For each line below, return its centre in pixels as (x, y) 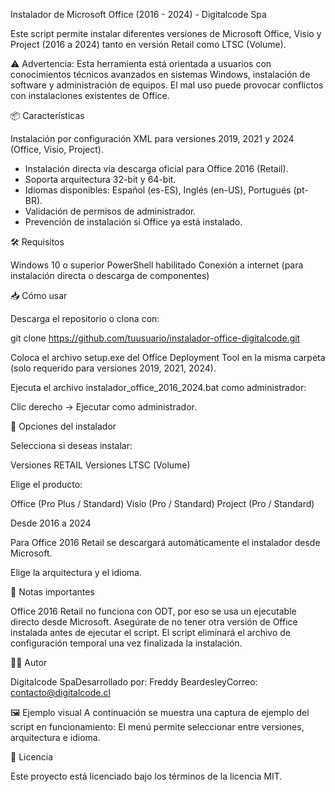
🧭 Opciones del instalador (63, 426)
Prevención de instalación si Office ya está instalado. (133, 222)
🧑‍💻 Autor (29, 662)
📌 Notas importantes (52, 592)
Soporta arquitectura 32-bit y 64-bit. (100, 179)
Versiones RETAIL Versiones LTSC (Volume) (100, 465)
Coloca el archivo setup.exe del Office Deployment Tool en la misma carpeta (168, 357)
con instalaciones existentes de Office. (90, 95)
